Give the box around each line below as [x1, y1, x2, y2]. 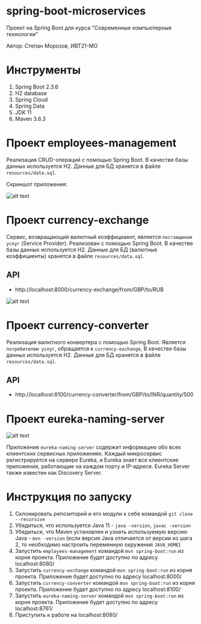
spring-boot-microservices [6, 4, 146, 18]
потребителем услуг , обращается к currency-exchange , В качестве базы [6, 345, 187, 352]
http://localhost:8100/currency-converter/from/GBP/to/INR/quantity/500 [14, 391, 194, 398]
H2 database [14, 89, 47, 97]
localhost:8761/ [14, 605, 53, 612]
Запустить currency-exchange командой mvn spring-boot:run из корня [14, 567, 193, 574]
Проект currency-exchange [6, 214, 149, 227]
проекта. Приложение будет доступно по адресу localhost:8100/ [14, 585, 181, 593]
